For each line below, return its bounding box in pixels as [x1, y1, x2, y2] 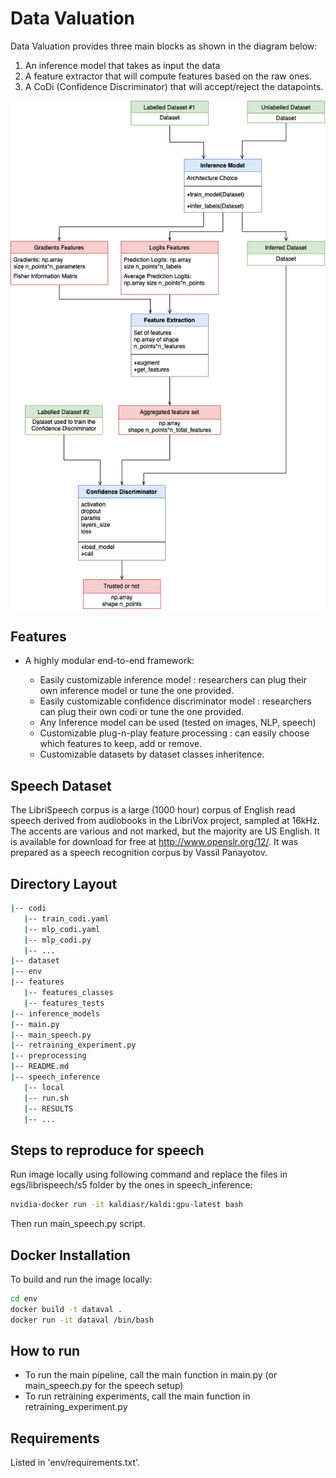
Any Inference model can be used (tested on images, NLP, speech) [39, 717, 317, 729]
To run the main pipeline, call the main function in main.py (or [24, 1369, 278, 1381]
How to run [10, 1343, 81, 1359]
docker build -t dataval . [10, 1304, 123, 1314]
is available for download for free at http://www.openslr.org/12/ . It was [10, 836, 299, 848]
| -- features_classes [23, 988, 114, 998]
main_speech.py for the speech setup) [24, 1380, 184, 1392]
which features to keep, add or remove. [39, 738, 203, 750]
